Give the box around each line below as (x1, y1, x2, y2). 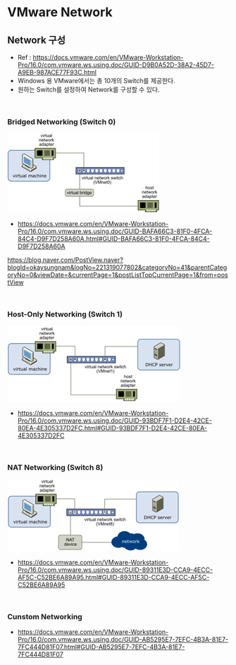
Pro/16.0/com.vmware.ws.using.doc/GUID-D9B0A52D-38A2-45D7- (17, 61, 215, 69)
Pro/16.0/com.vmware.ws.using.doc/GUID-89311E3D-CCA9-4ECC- (17, 565, 213, 574)
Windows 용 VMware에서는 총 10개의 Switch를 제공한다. (17, 77, 175, 85)
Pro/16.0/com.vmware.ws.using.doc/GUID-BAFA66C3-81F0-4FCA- (17, 227, 213, 236)
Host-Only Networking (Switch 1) (7, 309, 123, 319)
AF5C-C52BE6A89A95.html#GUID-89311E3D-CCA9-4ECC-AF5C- (17, 573, 210, 581)
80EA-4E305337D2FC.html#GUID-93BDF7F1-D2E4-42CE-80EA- (17, 423, 208, 432)
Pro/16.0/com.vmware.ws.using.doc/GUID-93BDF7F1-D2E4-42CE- (17, 416, 213, 425)
